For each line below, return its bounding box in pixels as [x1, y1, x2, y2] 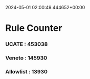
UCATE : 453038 [5, 41, 48, 48]
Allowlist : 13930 [5, 68, 48, 75]
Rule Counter [5, 23, 62, 34]
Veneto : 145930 [5, 54, 48, 62]
